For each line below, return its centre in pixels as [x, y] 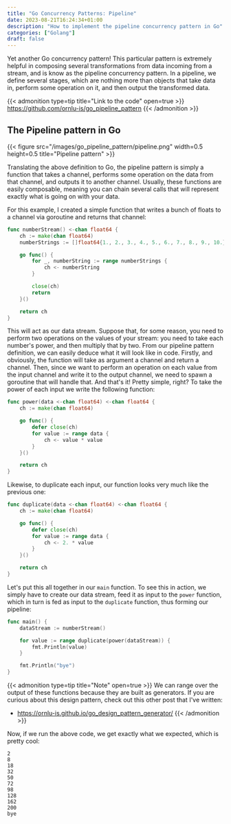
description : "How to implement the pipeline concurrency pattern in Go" [115, 26]
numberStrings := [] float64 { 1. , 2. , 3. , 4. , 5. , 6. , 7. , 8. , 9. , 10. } [123, 242]
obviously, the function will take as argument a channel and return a [103, 360]
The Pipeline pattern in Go [64, 130]
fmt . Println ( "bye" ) [47, 666]
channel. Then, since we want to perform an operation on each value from [112, 368]
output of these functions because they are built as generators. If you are [111, 693]
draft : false [26, 39]
